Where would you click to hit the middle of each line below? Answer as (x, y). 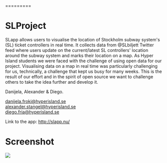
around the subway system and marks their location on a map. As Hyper (79, 55)
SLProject (26, 26)
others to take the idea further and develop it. (52, 82)
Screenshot (30, 142)
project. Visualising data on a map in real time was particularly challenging (82, 66)
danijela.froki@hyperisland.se (36, 101)
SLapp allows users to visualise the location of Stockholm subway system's (83, 39)
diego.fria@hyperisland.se (32, 112)
